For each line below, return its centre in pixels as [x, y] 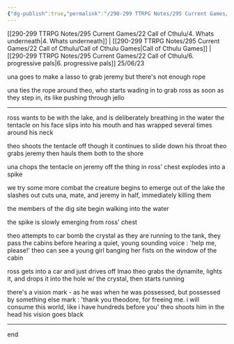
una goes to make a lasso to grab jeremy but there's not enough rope [107, 77]
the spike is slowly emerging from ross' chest [72, 222]
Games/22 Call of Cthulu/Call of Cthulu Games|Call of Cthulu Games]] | [109, 48]
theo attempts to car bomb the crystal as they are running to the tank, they [114, 235]
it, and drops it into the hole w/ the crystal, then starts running [96, 279]
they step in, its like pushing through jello [66, 97]
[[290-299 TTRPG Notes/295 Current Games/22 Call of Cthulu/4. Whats [111, 33]
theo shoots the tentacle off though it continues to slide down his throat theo [117, 146]
